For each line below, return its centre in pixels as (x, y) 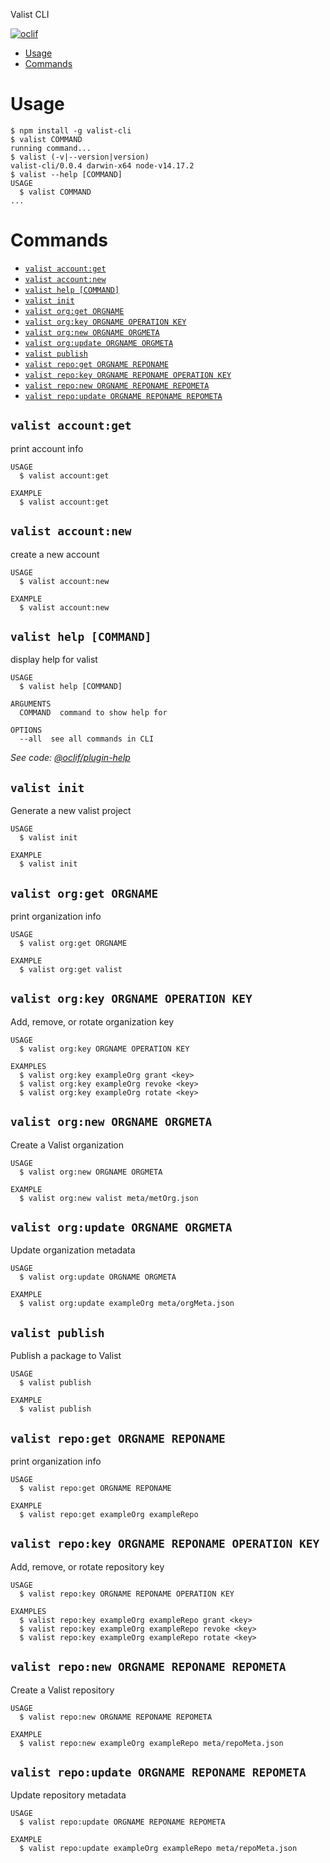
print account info (47, 448)
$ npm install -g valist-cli (71, 130)
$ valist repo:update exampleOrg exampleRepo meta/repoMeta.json (158, 1849)
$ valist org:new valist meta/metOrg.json (109, 1198)
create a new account (55, 554)
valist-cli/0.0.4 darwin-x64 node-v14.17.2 (102, 165)
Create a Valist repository (62, 1690)
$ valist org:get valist (71, 969)
